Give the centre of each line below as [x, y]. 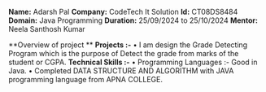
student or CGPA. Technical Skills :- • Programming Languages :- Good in [133, 62]
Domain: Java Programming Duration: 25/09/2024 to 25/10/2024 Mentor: [133, 20]
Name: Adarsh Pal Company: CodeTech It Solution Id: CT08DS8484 [123, 12]
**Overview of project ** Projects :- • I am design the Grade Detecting [128, 45]
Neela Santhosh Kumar [47, 29]
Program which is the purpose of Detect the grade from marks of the [124, 53]
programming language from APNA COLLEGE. [86, 79]
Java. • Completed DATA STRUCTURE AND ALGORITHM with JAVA [121, 71]
